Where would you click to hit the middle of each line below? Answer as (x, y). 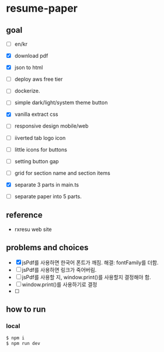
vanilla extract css (36, 114)
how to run (26, 309)
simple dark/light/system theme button (61, 103)
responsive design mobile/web (51, 126)
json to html (29, 68)
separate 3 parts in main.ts (47, 184)
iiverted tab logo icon (40, 138)
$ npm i (15, 338)
